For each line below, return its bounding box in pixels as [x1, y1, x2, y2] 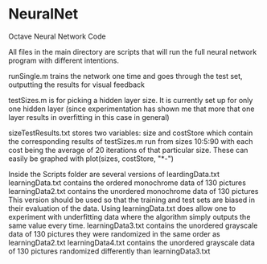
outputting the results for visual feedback [8, 80, 146, 89]
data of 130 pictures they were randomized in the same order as [8, 229, 220, 238]
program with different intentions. [8, 56, 119, 65]
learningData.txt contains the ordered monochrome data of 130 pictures [8, 178, 247, 188]
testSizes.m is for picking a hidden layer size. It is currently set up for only [8, 95, 253, 105]
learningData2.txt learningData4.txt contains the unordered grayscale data [8, 237, 256, 247]
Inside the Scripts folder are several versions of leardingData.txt [8, 169, 220, 179]
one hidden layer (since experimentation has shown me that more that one [8, 104, 255, 113]
